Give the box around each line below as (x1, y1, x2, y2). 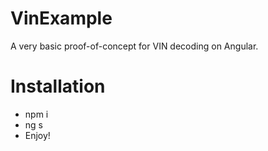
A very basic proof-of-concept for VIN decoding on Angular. (10, 40, 259, 52)
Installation (10, 75, 106, 98)
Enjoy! (24, 129, 51, 141)
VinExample (10, 7, 113, 30)
